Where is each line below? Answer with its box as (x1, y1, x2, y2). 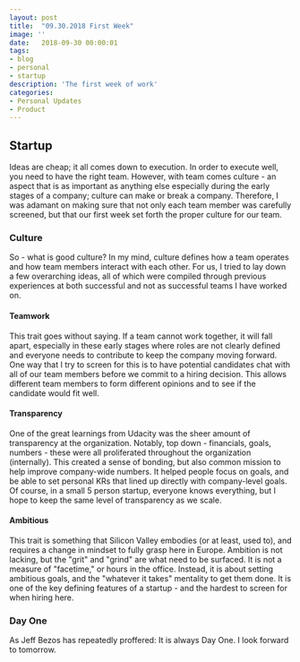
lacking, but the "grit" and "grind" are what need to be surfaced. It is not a (9, 554, 282, 564)
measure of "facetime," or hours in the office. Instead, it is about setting (9, 563, 274, 574)
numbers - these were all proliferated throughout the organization (9, 447, 252, 458)
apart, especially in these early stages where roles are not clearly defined (9, 340, 280, 350)
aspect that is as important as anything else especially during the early (9, 181, 270, 192)
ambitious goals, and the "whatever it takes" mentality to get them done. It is (9, 572, 292, 583)
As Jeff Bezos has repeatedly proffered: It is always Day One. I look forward (9, 635, 289, 646)
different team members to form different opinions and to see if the (9, 378, 257, 389)
